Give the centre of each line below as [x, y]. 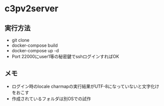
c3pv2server [31, 9]
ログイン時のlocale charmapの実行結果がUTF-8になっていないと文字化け [85, 86]
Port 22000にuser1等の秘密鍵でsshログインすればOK [65, 56]
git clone [21, 40]
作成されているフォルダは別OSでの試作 [51, 99]
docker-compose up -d [35, 51]
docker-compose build [35, 45]
